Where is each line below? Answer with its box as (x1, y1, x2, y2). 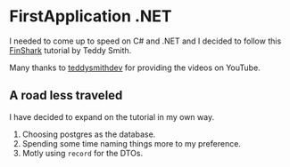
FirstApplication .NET (9, 6, 172, 27)
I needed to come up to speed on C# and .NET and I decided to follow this (9, 36, 282, 46)
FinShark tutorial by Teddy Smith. (9, 44, 132, 55)
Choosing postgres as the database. (21, 129, 156, 139)
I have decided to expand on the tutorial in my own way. (9, 111, 215, 122)
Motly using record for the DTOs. (21, 147, 144, 158)
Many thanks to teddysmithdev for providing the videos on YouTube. (9, 62, 261, 73)
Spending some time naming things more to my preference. (21, 138, 241, 148)
